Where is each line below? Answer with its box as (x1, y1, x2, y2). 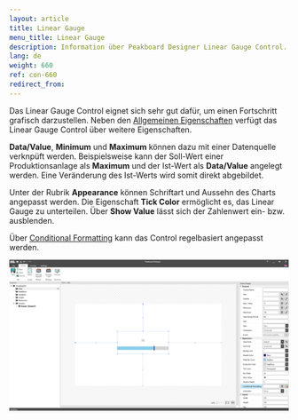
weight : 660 (9, 61, 53, 70)
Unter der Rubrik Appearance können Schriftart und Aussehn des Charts (9, 186, 277, 197)
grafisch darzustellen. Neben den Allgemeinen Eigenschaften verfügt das (9, 115, 278, 125)
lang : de (9, 52, 42, 61)
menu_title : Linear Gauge (9, 33, 105, 42)
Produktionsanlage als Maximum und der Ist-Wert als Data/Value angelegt (9, 160, 283, 170)
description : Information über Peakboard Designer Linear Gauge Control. (9, 43, 288, 52)
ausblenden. (9, 215, 55, 226)
